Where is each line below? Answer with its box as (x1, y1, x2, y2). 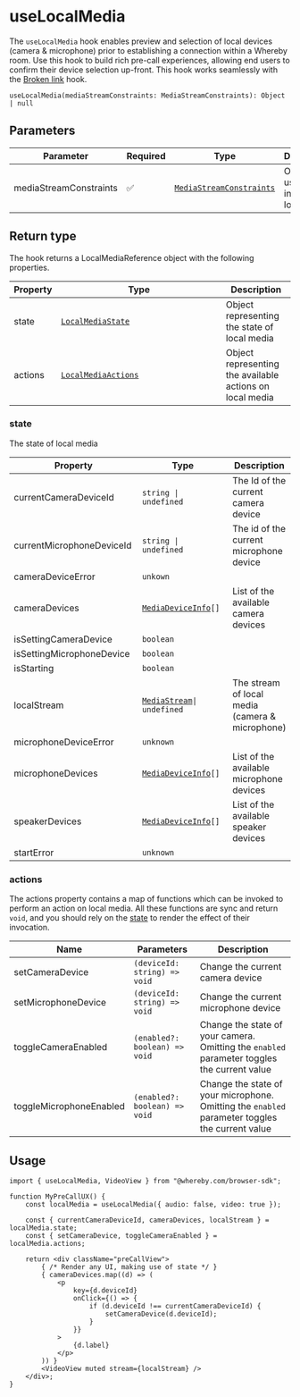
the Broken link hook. (9, 73, 87, 84)
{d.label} (72, 1341, 110, 1350)
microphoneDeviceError (13, 736, 114, 748)
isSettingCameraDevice (13, 633, 113, 645)
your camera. (199, 1030, 256, 1042)
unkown (141, 571, 170, 582)
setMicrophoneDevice (13, 997, 107, 1009)
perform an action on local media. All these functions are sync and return (9, 903, 279, 913)
